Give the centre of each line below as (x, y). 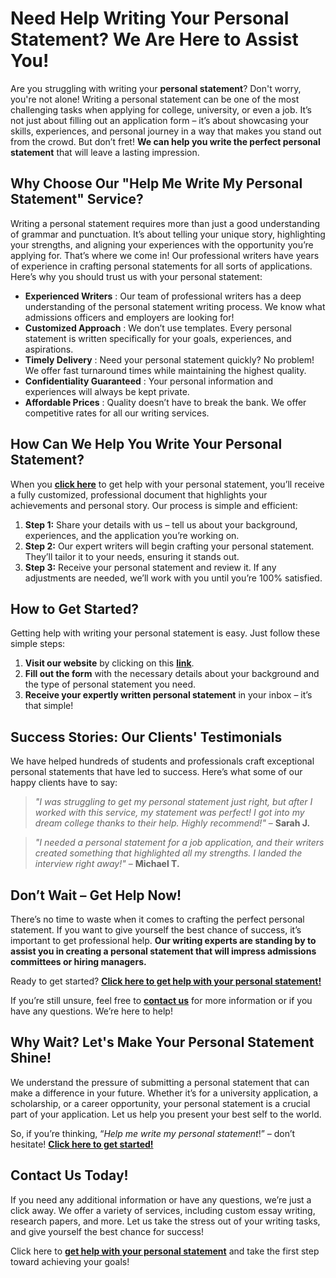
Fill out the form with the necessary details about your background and (172, 674)
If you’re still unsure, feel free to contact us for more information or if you (161, 1000)
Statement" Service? (77, 199)
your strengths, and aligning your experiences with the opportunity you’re (162, 244)
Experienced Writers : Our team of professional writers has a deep (163, 296)
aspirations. (49, 349)
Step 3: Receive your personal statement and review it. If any (150, 567)
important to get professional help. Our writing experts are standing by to (163, 940)
